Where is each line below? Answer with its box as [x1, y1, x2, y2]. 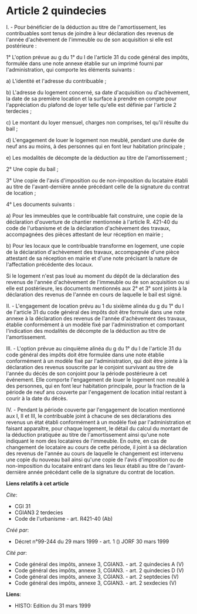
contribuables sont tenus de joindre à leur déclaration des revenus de [6, 29, 174, 36]
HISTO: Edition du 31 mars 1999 [14, 602, 91, 609]
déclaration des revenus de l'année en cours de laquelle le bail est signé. [6, 291, 182, 298]
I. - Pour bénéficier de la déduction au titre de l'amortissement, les [6, 23, 167, 31]
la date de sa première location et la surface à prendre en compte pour [6, 95, 177, 102]
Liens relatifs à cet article [6, 480, 69, 487]
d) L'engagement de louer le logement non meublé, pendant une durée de [6, 136, 185, 143]
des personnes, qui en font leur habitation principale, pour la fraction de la [6, 382, 186, 389]
